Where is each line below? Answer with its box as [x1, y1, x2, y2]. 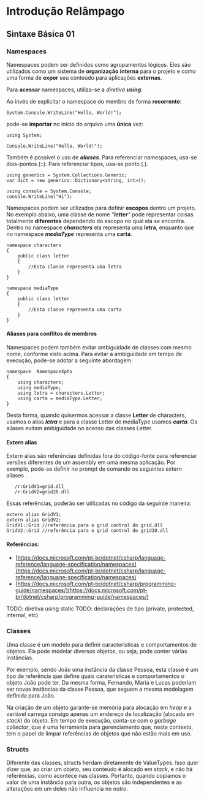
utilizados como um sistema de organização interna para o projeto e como [6, 67, 196, 75]
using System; [6, 132, 43, 139]
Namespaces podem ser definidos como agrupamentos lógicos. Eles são [6, 61, 191, 68]
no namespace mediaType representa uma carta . [6, 230, 133, 237]
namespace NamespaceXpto [6, 369, 72, 375]
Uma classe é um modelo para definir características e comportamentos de [6, 640, 197, 648]
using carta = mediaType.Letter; [17, 395, 103, 402]
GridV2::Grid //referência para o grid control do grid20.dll [6, 528, 168, 534]
